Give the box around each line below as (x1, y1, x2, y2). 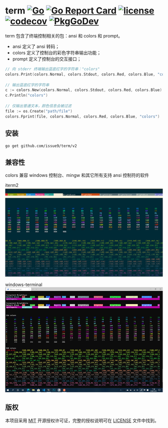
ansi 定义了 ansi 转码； (12, 43, 60, 49)
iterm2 (5, 182, 19, 188)
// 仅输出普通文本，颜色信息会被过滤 (5, 103, 71, 108)
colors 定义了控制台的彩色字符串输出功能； (12, 49, 101, 55)
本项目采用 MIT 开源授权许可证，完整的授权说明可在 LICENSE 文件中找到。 (5, 417, 159, 423)
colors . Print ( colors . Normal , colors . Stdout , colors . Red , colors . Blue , (5, 71, 155, 77)
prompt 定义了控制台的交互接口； (12, 55, 81, 62)
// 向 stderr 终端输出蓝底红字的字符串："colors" (5, 66, 100, 71)
